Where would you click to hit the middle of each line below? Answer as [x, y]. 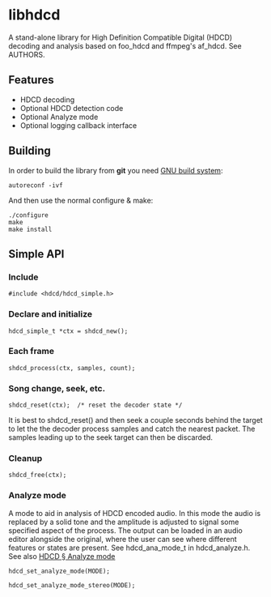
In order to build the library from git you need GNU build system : [116, 170]
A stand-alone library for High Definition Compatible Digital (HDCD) [121, 37]
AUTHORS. [27, 54]
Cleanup [25, 458]
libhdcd [34, 15]
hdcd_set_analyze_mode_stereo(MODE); [72, 585]
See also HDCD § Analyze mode [62, 556]
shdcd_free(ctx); [38, 475]
